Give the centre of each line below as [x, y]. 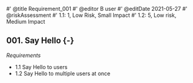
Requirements [24, 55]
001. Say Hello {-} [40, 41]
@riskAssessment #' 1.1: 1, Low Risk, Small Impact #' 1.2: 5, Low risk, [91, 15]
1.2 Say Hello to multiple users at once [63, 73]
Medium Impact [26, 22]
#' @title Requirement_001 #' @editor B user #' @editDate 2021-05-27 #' [97, 9]
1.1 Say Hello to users [41, 67]
